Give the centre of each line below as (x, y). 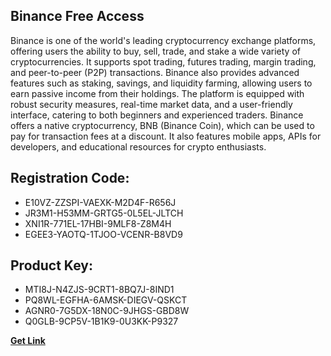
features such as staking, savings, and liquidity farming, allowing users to (161, 83)
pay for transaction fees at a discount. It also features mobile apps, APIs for (166, 136)
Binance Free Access (77, 16)
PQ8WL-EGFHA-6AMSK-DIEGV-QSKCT (106, 300)
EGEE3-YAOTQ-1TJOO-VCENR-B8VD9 (103, 234)
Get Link (28, 341)
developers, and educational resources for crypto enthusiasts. (138, 146)
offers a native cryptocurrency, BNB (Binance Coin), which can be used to (162, 125)
